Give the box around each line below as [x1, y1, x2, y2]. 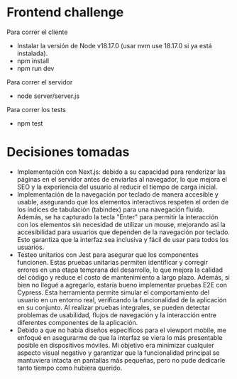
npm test [16, 119, 43, 128]
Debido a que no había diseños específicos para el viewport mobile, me [16, 326, 226, 334]
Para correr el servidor [6, 77, 73, 86]
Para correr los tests [6, 105, 67, 114]
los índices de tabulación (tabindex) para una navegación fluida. [16, 205, 205, 214]
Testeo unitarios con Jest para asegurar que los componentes [16, 250, 199, 259]
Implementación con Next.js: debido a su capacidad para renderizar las [16, 167, 226, 176]
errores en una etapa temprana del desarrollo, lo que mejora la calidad [16, 265, 223, 274]
